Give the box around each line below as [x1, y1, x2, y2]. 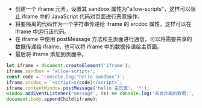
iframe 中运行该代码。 [14, 28, 70, 35]
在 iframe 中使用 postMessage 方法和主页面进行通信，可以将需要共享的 [14, 36, 192, 42]
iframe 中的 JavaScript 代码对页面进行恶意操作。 [22, 13, 143, 20]
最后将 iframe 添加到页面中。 [14, 51, 87, 57]
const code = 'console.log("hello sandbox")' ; [6, 74, 125, 80]
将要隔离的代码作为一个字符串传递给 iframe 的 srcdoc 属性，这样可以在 [14, 21, 192, 27]
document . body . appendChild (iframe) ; [6, 96, 98, 103]
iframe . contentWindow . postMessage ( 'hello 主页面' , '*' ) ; [6, 85, 150, 91]
